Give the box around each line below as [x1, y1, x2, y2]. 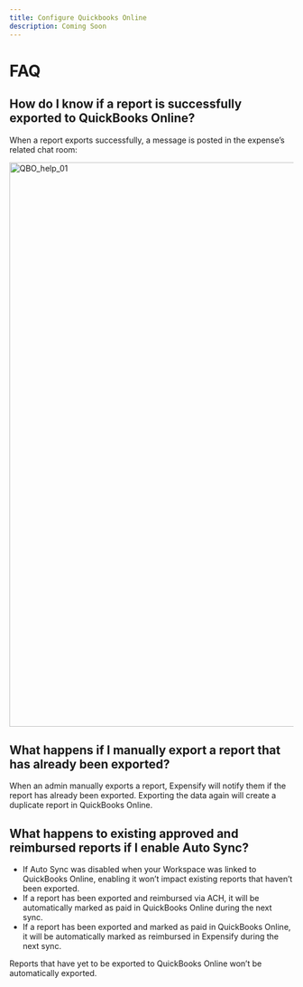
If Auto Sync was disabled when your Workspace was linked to [22, 864, 257, 875]
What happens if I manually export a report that [9, 742, 281, 758]
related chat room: [9, 144, 78, 154]
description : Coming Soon [9, 22, 106, 31]
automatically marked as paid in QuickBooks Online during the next [22, 902, 272, 913]
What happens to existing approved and [9, 825, 239, 841]
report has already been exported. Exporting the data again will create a [9, 790, 277, 801]
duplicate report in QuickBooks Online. [9, 800, 153, 811]
